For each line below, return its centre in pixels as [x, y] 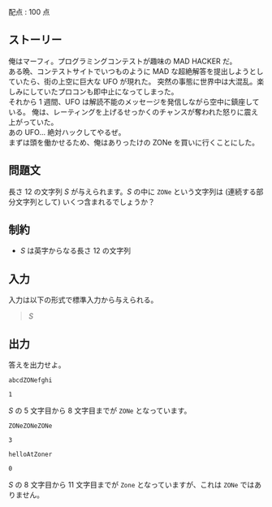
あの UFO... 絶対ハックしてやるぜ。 [67, 132]
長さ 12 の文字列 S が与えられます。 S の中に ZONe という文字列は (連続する [133, 191]
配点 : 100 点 [29, 12]
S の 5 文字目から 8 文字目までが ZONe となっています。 [100, 411]
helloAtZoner [30, 455]
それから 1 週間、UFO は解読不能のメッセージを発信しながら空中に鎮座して [134, 102]
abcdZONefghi [30, 380]
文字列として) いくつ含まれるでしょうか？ [85, 201]
